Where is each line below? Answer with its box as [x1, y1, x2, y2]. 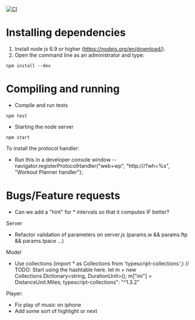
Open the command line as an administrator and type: [14, 51, 145, 59]
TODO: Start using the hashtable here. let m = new [14, 266, 136, 273]
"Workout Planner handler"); [14, 168, 83, 176]
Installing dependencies [6, 26, 126, 39]
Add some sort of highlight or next [14, 307, 98, 314]
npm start [6, 135, 30, 140]
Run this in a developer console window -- [14, 156, 117, 163]
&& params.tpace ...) [14, 237, 64, 244]
